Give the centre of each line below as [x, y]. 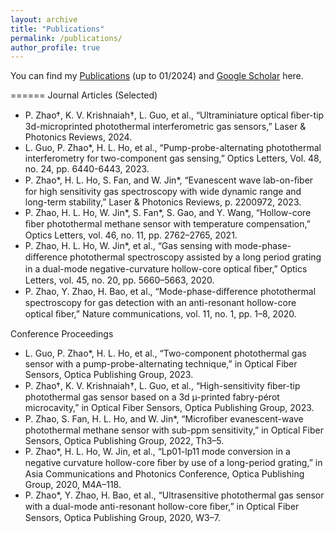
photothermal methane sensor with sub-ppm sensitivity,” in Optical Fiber [174, 430]
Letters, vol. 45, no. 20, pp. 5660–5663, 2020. [119, 280]
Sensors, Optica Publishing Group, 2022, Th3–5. [124, 441]
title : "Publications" [57, 29]
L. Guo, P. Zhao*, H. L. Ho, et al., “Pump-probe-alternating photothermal [173, 148]
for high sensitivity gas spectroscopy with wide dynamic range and [163, 192]
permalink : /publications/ [66, 38]
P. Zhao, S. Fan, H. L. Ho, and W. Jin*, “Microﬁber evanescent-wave [164, 419]
